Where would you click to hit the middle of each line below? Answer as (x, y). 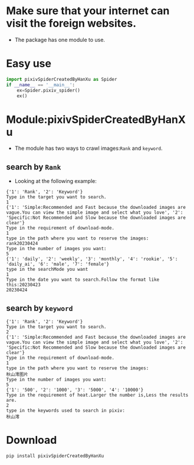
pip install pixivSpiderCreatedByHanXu (55, 456)
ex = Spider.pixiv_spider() (49, 90)
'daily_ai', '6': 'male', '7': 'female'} (58, 264)
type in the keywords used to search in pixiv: (66, 410)
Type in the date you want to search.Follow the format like (83, 280)
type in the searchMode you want (47, 270)
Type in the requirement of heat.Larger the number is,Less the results (97, 395)
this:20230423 (24, 285)
